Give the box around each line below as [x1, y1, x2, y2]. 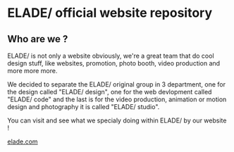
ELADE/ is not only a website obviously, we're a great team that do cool [7, 51, 214, 60]
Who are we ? [7, 33, 68, 45]
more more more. [7, 67, 58, 75]
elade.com [7, 137, 38, 146]
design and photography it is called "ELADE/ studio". [7, 103, 160, 110]
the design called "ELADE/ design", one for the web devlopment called [7, 88, 212, 96]
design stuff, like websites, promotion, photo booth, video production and [7, 59, 221, 68]
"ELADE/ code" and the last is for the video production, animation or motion [7, 95, 227, 103]
